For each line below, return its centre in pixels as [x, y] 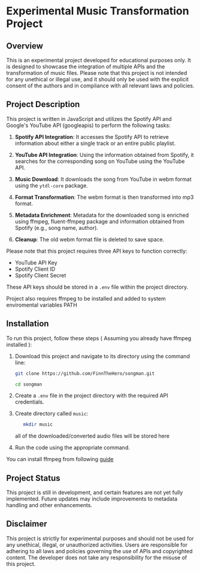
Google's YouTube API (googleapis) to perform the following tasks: [88, 125]
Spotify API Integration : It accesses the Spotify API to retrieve [92, 137]
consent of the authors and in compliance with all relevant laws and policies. [100, 86]
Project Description [43, 104]
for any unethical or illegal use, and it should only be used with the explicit [98, 79]
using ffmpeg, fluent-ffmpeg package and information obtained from [99, 221]
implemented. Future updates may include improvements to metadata [92, 499]
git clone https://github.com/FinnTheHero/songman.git [85, 373]
